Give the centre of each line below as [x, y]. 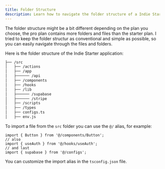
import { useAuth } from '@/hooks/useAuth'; [51, 144]
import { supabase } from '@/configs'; [46, 152]
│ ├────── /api [23, 76]
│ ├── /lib [18, 89]
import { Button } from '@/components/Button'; [55, 135]
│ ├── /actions [23, 67]
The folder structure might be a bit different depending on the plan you [77, 28]
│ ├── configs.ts [25, 112]
